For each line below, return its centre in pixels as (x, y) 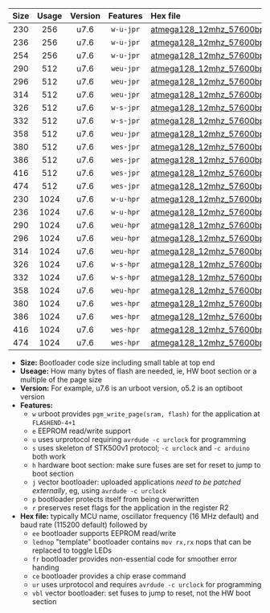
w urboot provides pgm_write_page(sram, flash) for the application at (146, 414)
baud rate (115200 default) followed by (84, 525)
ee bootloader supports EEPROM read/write (104, 533)
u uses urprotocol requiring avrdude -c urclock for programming (139, 439)
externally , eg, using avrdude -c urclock (99, 490)
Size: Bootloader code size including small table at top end (117, 362)
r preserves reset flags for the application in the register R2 (130, 508)
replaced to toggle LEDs (72, 550)
